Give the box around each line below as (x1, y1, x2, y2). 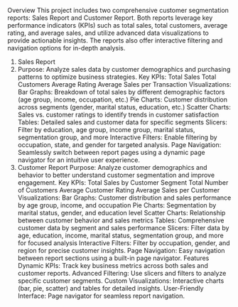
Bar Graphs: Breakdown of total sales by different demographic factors (17, 88, 225, 96)
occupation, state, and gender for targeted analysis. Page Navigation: (17, 141, 222, 149)
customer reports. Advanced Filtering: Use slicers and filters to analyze (17, 269, 227, 277)
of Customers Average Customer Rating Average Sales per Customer (17, 186, 220, 194)
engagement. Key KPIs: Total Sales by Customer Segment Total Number (17, 178, 229, 187)
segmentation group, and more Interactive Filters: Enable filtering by (17, 133, 218, 141)
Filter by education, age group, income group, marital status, (17, 126, 195, 134)
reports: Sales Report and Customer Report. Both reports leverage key (7, 14, 213, 22)
